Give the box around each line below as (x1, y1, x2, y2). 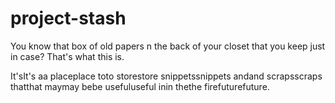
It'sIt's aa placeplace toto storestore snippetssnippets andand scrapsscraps (10, 70, 323, 82)
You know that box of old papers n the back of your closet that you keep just (10, 40, 326, 52)
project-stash (10, 7, 127, 30)
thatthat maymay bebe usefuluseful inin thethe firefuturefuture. (10, 80, 270, 92)
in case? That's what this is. (10, 50, 125, 62)
